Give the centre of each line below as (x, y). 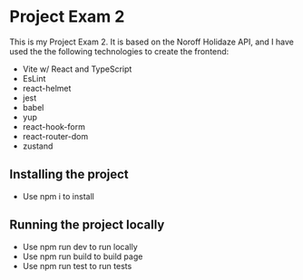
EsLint (34, 78)
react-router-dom (55, 136)
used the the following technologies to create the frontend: (119, 51)
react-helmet (47, 88)
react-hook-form (54, 126)
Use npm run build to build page (83, 256)
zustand (38, 146)
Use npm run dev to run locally (80, 246)
